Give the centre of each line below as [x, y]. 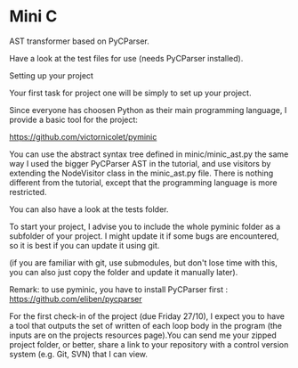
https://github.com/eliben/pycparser [76, 298]
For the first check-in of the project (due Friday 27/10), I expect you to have [147, 316]
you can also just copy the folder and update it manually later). [124, 272]
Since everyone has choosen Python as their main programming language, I [148, 110]
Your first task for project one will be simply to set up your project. [130, 93]
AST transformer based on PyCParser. [79, 41]
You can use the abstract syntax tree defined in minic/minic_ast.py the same [149, 154]
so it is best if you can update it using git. [85, 245]
